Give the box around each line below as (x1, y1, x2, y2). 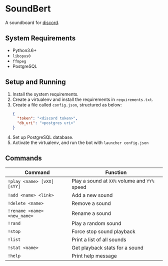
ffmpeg (12, 58, 26, 64)
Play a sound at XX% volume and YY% (71, 177, 154, 184)
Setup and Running (5, 78, 66, 86)
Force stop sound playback (71, 228, 136, 235)
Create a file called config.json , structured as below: (12, 101, 122, 107)
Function (105, 168, 127, 175)
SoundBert (5, 3, 51, 14)
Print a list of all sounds (71, 236, 126, 243)
